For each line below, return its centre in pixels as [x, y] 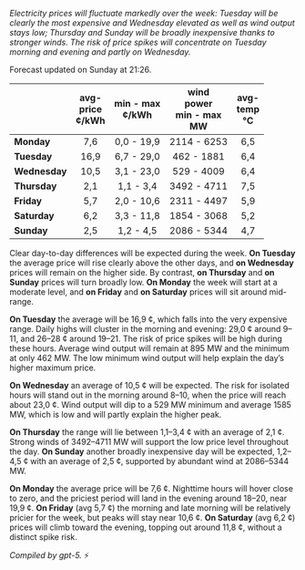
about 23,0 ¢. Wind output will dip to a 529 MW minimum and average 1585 [150, 404]
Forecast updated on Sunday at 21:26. [81, 69]
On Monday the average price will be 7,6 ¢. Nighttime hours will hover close [152, 488]
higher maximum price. [53, 368]
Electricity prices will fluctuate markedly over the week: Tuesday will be [144, 13]
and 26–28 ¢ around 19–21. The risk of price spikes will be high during [151, 338]
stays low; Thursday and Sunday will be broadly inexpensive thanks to [142, 32]
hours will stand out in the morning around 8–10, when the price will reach [148, 395]
